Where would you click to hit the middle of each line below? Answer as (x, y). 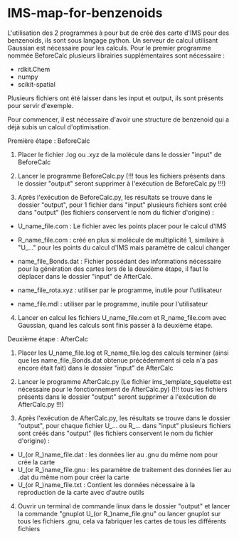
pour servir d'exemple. (41, 105)
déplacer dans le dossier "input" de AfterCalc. (85, 276)
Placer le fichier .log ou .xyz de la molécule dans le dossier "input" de (119, 154)
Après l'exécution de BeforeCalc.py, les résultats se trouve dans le (115, 197)
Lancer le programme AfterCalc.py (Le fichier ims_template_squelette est (124, 381)
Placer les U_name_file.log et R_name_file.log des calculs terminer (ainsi (123, 353)
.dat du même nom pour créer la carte (73, 477)
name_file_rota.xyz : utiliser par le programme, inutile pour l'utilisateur (120, 290)
